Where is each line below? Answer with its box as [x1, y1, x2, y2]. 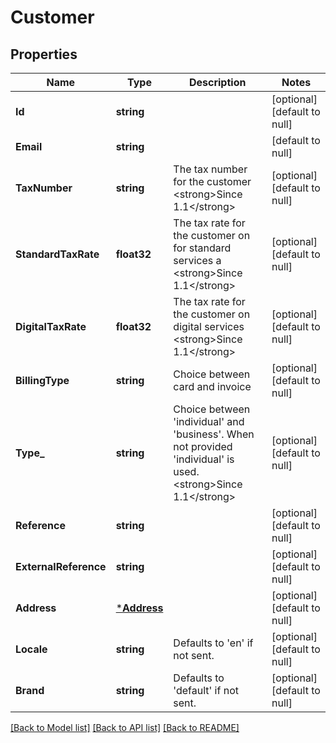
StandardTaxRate [15, 247, 100, 261]
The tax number [173, 162, 248, 176]
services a [173, 254, 222, 267]
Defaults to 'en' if [173, 636, 254, 650]
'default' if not [173, 684, 239, 697]
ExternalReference [15, 560, 107, 573]
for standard [173, 241, 232, 255]
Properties [10, 46, 78, 63]
